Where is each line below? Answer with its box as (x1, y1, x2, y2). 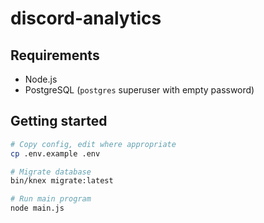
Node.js (24, 73, 58, 85)
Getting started (10, 113, 108, 130)
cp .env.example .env (10, 148, 101, 159)
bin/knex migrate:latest (10, 176, 114, 186)
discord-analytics (10, 7, 162, 30)
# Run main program (10, 194, 92, 204)
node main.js (10, 203, 65, 214)
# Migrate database (10, 167, 92, 177)
